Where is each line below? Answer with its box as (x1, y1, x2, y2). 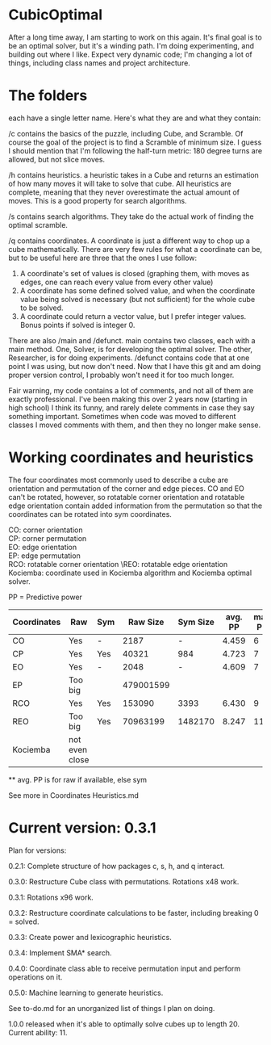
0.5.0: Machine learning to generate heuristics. (8, 988, 164, 997)
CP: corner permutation (8, 533, 87, 543)
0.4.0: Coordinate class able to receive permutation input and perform (8, 963, 241, 973)
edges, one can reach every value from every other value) (19, 277, 214, 287)
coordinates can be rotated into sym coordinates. (8, 509, 172, 518)
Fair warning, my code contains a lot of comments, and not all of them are (8, 385, 254, 395)
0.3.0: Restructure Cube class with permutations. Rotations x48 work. (8, 876, 240, 886)
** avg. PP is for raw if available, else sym (8, 774, 148, 784)
